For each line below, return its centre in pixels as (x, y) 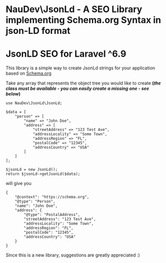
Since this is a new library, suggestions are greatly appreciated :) (73, 255)
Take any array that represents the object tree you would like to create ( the (84, 83)
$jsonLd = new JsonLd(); (32, 170)
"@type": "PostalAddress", (52, 215)
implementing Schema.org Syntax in (84, 20)
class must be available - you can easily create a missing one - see (77, 89)
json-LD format (38, 31)
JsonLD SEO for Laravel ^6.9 (66, 54)
